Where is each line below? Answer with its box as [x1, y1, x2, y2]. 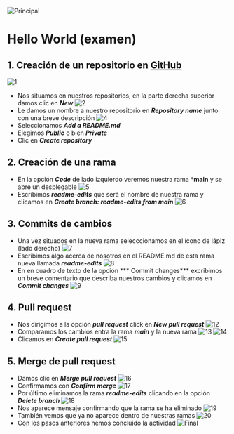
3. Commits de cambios [7, 218, 113, 230]
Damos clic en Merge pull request [17, 374, 117, 383]
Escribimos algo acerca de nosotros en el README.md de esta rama [17, 251, 215, 260]
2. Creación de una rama [7, 157, 116, 169]
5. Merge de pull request [7, 355, 116, 367]
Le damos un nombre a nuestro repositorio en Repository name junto [17, 106, 219, 114]
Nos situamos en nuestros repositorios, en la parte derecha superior [17, 91, 215, 100]
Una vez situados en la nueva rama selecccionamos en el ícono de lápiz [17, 236, 226, 245]
